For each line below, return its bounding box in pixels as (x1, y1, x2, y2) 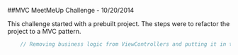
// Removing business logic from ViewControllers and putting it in (20, 41, 227, 48)
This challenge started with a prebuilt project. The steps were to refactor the (7, 20, 230, 28)
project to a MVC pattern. (7, 28, 81, 35)
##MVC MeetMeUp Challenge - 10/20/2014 (7, 6, 135, 14)
